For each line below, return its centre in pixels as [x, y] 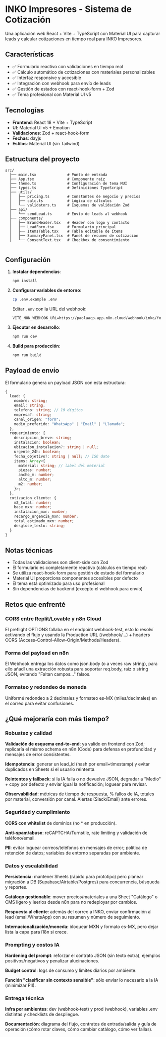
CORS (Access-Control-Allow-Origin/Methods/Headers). [63, 640]
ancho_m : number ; [36, 475]
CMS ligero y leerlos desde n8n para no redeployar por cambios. [71, 902]
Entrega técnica [25, 998]
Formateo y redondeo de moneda [46, 687]
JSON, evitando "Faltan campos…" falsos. [48, 674]
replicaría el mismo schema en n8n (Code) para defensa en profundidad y [81, 749]
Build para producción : [36, 346]
